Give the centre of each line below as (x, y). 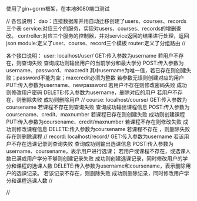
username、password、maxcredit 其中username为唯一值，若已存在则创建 (96, 70)
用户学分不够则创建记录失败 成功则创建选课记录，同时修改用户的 (104, 158)
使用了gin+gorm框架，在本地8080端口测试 (58, 9)
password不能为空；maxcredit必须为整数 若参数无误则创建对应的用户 (100, 78)
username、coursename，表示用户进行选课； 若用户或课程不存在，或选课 (96, 151)
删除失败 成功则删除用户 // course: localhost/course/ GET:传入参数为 (104, 100)
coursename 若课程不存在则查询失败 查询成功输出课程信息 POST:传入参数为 (98, 107)
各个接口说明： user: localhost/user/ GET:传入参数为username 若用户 (90, 56)
